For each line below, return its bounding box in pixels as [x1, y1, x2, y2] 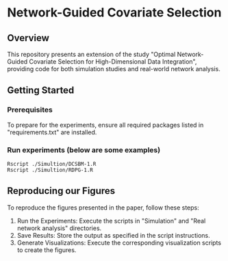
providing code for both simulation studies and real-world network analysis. [7, 65, 220, 73]
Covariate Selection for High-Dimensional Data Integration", [29, 58, 197, 66]
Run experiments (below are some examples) [7, 145, 161, 155]
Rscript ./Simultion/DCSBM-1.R [7, 160, 97, 167]
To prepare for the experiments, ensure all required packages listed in [7, 121, 204, 129]
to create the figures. [16, 245, 77, 254]
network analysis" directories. [16, 224, 102, 232]
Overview [7, 32, 50, 44]
